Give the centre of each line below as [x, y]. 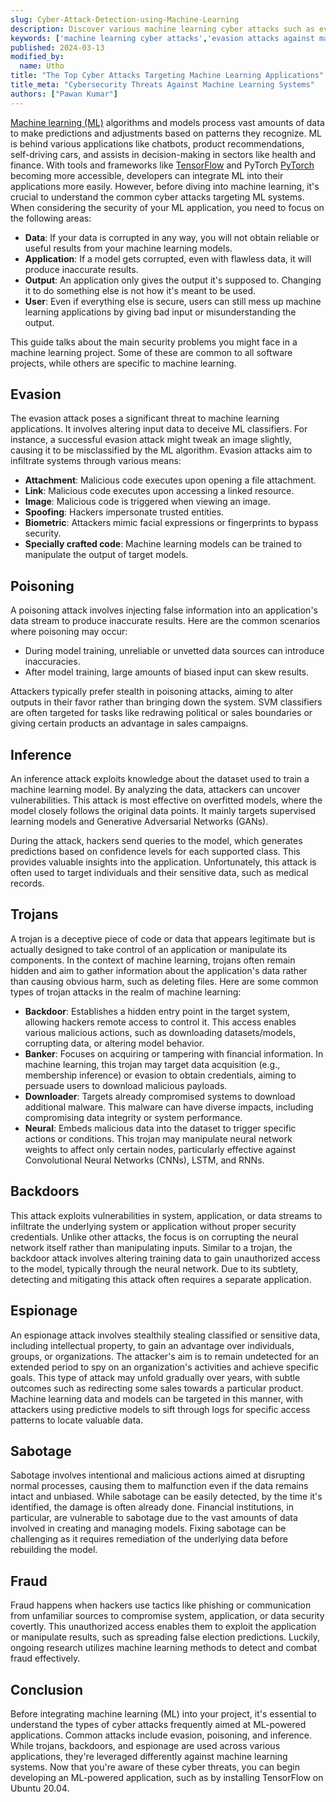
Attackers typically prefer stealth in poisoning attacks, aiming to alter [152, 692]
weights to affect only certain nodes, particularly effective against [160, 1149]
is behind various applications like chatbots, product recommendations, [157, 143]
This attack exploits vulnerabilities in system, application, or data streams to [166, 1215]
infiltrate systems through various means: [96, 461]
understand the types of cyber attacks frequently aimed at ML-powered [158, 1724]
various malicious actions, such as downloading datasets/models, [160, 1032]
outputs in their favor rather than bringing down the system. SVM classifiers [166, 702]
